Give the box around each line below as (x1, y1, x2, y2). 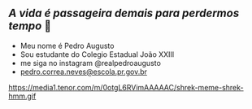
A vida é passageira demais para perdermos (8, 7, 240, 20)
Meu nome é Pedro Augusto (20, 41, 115, 50)
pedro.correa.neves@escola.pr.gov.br (20, 67, 148, 76)
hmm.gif (8, 91, 37, 101)
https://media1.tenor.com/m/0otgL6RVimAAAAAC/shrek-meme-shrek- (8, 82, 244, 92)
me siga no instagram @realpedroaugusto (20, 58, 161, 68)
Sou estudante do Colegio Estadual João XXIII (20, 49, 175, 59)
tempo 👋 (8, 20, 51, 33)
